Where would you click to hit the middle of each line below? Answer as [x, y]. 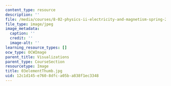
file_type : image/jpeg [29, 24]
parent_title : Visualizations [37, 57]
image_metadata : [22, 29]
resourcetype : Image [27, 66]
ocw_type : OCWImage [26, 52]
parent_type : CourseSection [35, 62]
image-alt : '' [25, 43]
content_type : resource [31, 10]
